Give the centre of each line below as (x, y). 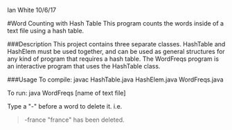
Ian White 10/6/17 (32, 10)
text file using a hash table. (46, 31)
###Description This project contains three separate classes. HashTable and (116, 44)
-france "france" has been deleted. (74, 120)
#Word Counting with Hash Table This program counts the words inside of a (115, 23)
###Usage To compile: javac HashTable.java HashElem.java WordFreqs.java (115, 80)
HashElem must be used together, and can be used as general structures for (116, 52)
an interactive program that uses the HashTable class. (84, 66)
